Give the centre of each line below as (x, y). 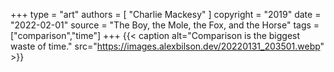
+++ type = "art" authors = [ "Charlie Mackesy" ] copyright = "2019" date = (166, 14)
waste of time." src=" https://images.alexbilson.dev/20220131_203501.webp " (167, 46)
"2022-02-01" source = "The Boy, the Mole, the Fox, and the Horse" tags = (165, 25)
